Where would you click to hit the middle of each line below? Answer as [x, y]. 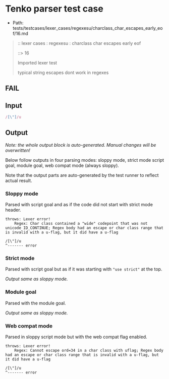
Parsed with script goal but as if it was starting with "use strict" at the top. [84, 269]
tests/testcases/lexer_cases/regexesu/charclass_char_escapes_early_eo [88, 28]
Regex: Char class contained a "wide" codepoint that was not [81, 224]
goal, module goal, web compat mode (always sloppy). [62, 165]
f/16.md [20, 33]
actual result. [19, 180]
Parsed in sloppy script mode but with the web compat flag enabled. [76, 337]
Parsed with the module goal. [36, 303]
